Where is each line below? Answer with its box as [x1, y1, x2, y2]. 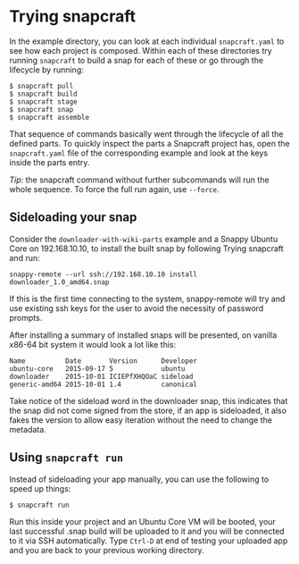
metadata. [9, 424, 46, 434]
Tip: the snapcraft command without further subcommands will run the [9, 174, 270, 185]
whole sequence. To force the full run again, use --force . [9, 183, 220, 194]
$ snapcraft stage [9, 97, 78, 106]
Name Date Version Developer [9, 356, 198, 366]
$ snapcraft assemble [9, 113, 90, 122]
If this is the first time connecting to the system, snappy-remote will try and [9, 293, 286, 304]
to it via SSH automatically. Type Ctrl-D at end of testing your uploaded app [9, 535, 288, 546]
